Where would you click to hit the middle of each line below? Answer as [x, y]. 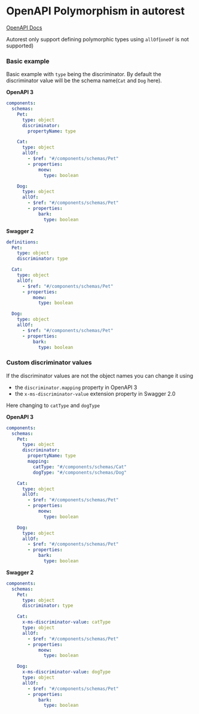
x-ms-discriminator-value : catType [66, 622]
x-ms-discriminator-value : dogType [66, 672]
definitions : [22, 242]
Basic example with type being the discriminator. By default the [84, 74]
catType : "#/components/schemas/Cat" [80, 467]
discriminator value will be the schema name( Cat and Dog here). [84, 81]
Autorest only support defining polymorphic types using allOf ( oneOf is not [98, 39]
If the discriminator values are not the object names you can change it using [100, 375]
